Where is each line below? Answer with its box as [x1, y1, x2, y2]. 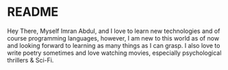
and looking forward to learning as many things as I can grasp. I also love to [7, 41, 220, 49]
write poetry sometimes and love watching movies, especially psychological [7, 49, 222, 57]
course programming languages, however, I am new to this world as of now [7, 34, 220, 42]
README [7, 4, 59, 20]
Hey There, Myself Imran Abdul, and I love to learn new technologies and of [7, 27, 220, 35]
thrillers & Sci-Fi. [7, 56, 54, 64]
